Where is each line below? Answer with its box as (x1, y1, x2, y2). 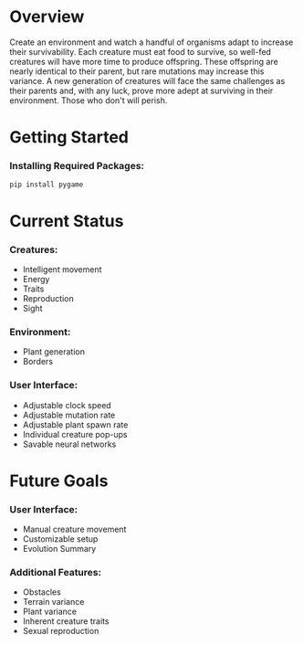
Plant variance (22, 606, 78, 618)
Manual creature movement (22, 523, 127, 534)
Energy (22, 273, 50, 284)
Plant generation (22, 346, 85, 357)
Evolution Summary (22, 543, 97, 554)
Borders (22, 356, 53, 367)
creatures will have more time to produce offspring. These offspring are (9, 56, 278, 67)
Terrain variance (22, 597, 85, 608)
